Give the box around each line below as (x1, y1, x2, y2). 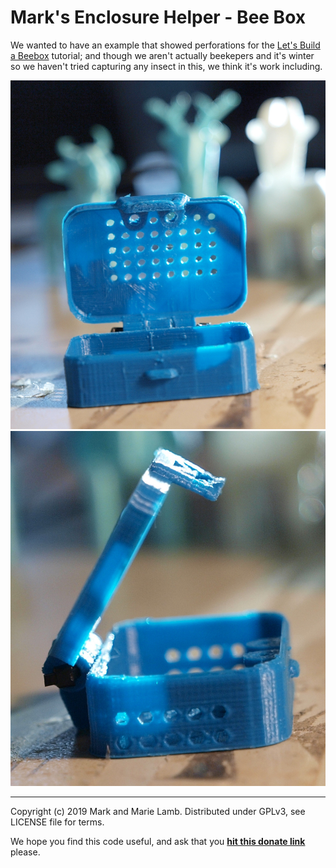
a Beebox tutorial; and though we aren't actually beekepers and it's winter (10, 49, 315, 61)
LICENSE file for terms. (10, 816, 105, 828)
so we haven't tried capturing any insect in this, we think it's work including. (10, 60, 323, 72)
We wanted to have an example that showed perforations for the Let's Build (10, 39, 321, 51)
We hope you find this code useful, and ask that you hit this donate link (10, 836, 306, 848)
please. (10, 846, 41, 858)
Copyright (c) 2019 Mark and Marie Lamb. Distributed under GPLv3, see (10, 806, 306, 818)
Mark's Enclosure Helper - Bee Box (10, 6, 306, 29)
